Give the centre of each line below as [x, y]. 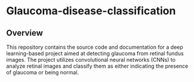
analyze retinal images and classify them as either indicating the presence [97, 66]
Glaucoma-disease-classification [91, 11]
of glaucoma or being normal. [43, 72]
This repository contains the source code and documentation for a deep [95, 47]
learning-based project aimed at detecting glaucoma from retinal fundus [95, 53]
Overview [25, 33]
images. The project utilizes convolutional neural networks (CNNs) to [91, 60]
